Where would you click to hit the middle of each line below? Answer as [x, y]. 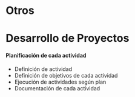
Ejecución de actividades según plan [60, 82]
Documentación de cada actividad [57, 88]
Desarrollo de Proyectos [67, 38]
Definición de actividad [43, 69]
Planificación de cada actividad [46, 55]
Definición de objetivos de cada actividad [66, 75]
